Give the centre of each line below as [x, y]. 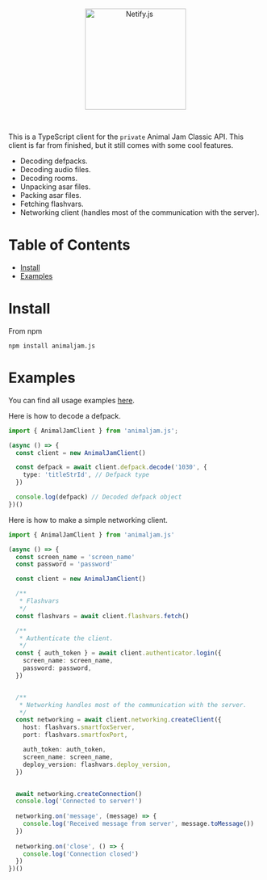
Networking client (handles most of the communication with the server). [140, 213]
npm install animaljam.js [52, 346]
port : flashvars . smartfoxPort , [75, 735]
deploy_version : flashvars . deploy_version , [97, 764]
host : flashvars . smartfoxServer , [79, 727]
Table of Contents [69, 245]
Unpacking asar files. [55, 187]
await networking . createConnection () [79, 794]
